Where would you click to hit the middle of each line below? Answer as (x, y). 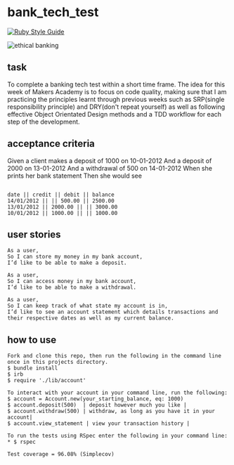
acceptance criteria (51, 144)
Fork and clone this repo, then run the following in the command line (114, 356)
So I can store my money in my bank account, (75, 257)
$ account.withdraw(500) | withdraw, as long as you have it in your (111, 412)
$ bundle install (33, 368)
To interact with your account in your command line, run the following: (118, 393)
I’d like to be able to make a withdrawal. (72, 288)
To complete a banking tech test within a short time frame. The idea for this (116, 84)
